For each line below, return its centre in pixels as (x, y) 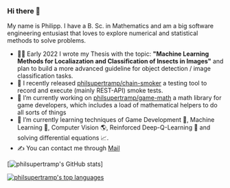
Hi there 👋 (24, 11)
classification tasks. (45, 76)
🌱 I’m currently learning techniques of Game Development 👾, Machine (116, 120)
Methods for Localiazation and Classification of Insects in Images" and (120, 61)
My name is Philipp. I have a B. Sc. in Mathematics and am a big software (111, 26)
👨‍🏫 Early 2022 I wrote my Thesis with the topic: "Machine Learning (113, 54)
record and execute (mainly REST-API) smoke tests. (90, 91)
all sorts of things (42, 112)
